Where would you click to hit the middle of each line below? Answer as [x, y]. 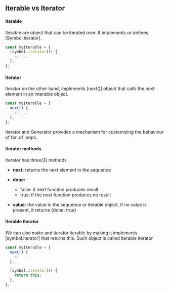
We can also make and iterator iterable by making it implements [71, 233]
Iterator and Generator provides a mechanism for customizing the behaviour [85, 132]
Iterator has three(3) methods [36, 160]
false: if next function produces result [59, 189]
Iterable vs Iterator [35, 8]
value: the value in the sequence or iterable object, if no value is [79, 204]
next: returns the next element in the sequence [62, 170]
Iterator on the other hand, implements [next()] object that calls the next [80, 89]
